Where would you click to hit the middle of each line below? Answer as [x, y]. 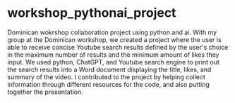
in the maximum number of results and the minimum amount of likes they [113, 55]
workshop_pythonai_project [92, 13]
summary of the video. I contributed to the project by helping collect [107, 77]
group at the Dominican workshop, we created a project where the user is [114, 39]
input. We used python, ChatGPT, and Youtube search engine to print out [114, 62]
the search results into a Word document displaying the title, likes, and [109, 69]
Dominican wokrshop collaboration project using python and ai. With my [112, 32]
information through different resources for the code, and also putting [109, 84]
